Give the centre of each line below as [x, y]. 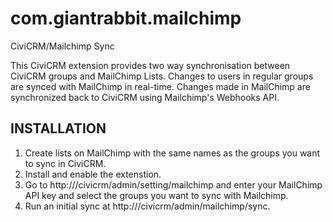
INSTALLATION [58, 128]
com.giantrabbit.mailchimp [126, 18]
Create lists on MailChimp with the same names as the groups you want [172, 153]
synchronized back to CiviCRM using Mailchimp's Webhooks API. [145, 97]
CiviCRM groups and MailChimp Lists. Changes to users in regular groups [162, 76]
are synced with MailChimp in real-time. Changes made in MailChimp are [160, 86]
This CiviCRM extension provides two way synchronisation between [150, 65]
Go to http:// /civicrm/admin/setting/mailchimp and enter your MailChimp [173, 184]
